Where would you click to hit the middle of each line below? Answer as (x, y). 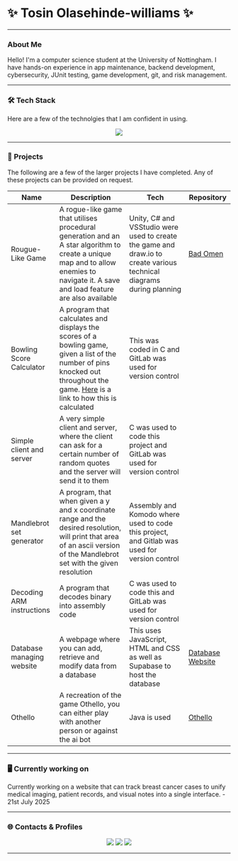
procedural (78, 227)
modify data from (88, 666)
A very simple (82, 418)
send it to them (84, 480)
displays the (79, 327)
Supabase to (150, 666)
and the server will (90, 472)
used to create (153, 235)
